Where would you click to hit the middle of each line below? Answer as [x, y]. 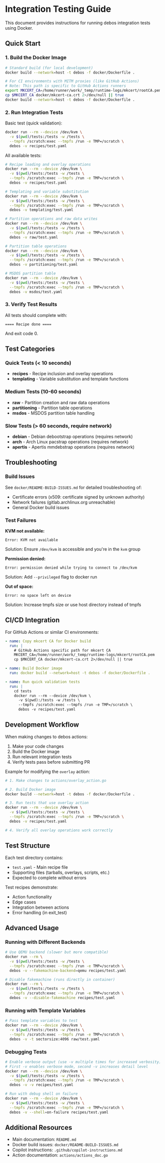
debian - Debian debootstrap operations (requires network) [72, 436]
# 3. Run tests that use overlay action [47, 803]
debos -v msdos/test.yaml [36, 292]
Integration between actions [41, 907]
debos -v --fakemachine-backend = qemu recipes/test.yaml [68, 970]
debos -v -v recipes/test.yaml [41, 1085]
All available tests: [23, 155]
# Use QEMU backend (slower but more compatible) [57, 952]
